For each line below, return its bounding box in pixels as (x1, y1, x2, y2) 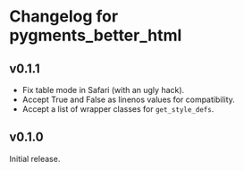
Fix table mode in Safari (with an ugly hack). (21, 85, 185, 95)
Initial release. (9, 153, 61, 164)
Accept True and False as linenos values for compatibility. (21, 94, 235, 105)
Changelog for (9, 6, 119, 27)
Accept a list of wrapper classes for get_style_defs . (21, 104, 215, 114)
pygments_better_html (9, 25, 182, 46)
